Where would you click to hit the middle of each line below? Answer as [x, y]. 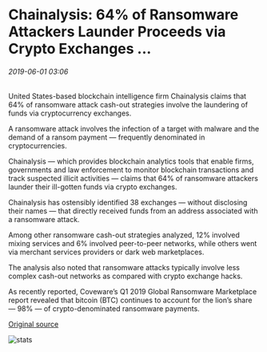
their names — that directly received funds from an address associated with [133, 211]
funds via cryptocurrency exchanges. [70, 113]
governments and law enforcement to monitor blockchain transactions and [131, 170]
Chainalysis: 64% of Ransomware [124, 15]
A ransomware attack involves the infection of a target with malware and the [134, 129]
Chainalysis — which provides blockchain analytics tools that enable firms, [131, 161]
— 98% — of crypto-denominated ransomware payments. [104, 309]
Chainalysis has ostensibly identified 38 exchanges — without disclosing [128, 203]
